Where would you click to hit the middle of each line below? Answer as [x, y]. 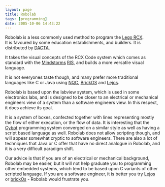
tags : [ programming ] [26, 19]
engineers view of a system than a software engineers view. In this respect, [82, 103]
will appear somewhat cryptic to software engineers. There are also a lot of [81, 138]
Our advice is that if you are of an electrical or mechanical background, [77, 158]
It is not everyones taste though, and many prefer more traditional [72, 77]
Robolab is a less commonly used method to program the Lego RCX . [74, 37]
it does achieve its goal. [29, 108]
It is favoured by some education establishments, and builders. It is [73, 43]
